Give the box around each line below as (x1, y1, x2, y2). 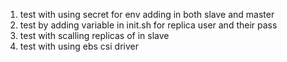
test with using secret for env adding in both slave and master (19, 9, 275, 20)
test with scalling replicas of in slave (19, 30, 170, 41)
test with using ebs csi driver (19, 40, 139, 52)
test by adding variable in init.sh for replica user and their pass (19, 19, 278, 31)
